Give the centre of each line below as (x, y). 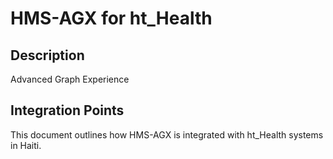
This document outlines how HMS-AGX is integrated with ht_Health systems (167, 134)
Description (47, 55)
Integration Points (67, 110)
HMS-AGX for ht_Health (111, 18)
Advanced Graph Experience (70, 79)
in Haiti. (26, 145)
